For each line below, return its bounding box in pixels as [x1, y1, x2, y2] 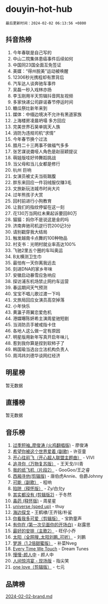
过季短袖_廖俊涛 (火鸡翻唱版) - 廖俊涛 [12, 442, 88, 448]
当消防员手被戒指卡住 [12, 322, 56, 327]
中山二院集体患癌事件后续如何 [12, 55, 73, 61]
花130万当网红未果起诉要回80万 [12, 210, 78, 216]
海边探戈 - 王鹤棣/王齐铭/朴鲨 [12, 510, 73, 515]
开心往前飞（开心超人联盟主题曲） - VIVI [12, 455, 95, 461]
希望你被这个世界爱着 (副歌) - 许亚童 [12, 449, 86, 455]
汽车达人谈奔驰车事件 [12, 80, 56, 86]
